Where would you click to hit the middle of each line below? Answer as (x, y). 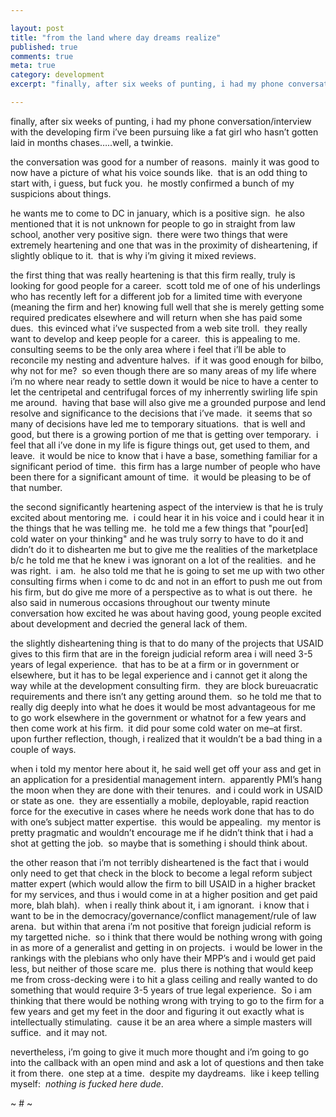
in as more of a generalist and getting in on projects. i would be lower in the (166, 947)
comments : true (42, 56)
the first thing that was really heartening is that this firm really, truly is (153, 275)
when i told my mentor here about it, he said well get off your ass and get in (166, 768)
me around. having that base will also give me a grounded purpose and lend (168, 402)
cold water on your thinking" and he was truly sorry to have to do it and (157, 538)
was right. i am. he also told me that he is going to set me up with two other (167, 570)
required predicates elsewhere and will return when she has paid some (156, 317)
